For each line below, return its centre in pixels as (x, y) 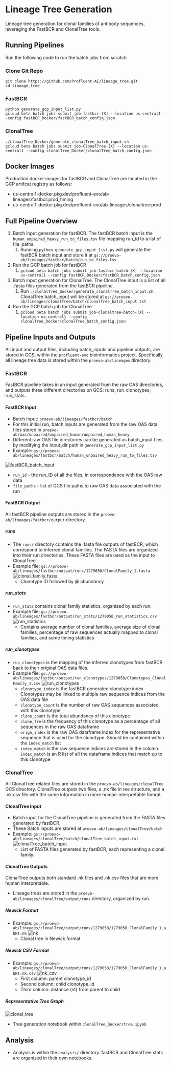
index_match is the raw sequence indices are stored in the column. (90, 748)
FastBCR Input (21, 407)
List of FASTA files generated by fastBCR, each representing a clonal (92, 849)
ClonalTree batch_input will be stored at (62, 297)
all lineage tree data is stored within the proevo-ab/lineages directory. (78, 360)
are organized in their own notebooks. (53, 1058)
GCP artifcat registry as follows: (39, 184)
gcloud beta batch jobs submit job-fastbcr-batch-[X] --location (91, 271)
